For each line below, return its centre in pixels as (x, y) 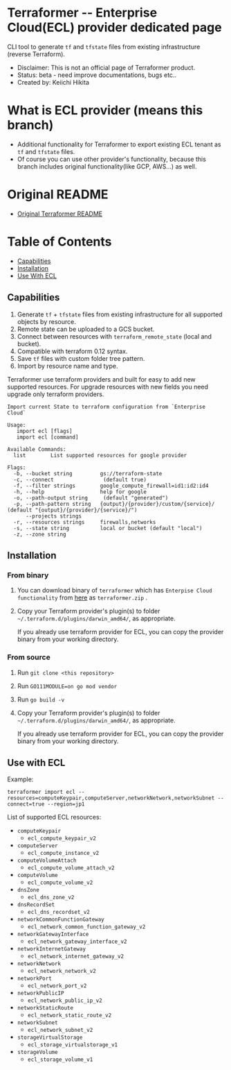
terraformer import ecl (41, 792)
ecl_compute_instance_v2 (63, 854)
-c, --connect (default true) (80, 479)
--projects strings (53, 516)
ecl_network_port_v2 (57, 986)
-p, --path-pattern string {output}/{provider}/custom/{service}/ (114, 504)
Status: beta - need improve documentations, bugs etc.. (97, 75)
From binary (28, 575)
